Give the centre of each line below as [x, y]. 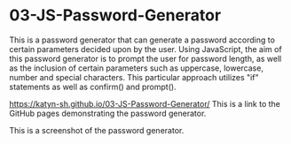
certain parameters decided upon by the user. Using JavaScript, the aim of [145, 49]
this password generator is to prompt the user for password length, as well [145, 58]
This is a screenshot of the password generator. [97, 130]
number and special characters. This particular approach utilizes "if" [134, 77]
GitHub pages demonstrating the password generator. [108, 113]
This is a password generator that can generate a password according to [142, 40]
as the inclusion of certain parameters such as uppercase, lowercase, [137, 68]
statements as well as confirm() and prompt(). [93, 87]
